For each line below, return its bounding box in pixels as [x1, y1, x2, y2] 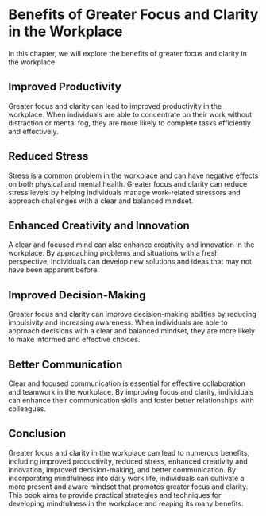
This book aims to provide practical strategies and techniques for [8, 490, 222, 499]
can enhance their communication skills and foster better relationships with [8, 395, 254, 405]
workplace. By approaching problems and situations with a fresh [8, 248, 219, 258]
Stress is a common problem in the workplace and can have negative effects [8, 171, 259, 180]
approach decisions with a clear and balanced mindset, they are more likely [8, 326, 256, 336]
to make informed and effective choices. [8, 335, 141, 345]
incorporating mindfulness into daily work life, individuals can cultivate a [8, 473, 245, 483]
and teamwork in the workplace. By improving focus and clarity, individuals [8, 387, 254, 396]
